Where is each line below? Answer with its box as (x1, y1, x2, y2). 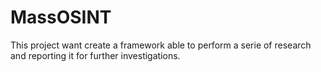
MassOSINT (10, 6, 112, 29)
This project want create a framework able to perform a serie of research (10, 39, 312, 51)
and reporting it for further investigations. (10, 49, 181, 61)
